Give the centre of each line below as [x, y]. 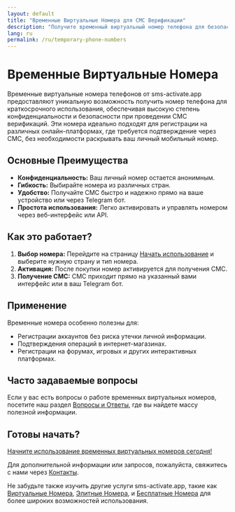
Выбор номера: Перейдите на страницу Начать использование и [116, 254]
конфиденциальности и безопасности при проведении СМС [97, 116]
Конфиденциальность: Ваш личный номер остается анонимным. [116, 177]
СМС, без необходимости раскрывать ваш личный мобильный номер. [113, 139]
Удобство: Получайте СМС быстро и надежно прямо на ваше [111, 192]
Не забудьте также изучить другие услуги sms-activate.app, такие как [112, 486]
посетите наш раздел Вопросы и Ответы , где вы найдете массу [102, 405]
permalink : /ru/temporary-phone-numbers [67, 40]
